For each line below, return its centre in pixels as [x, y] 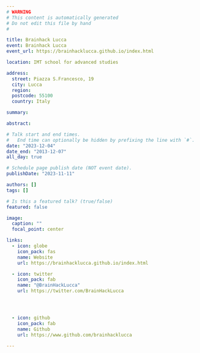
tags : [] [17, 190]
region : [22, 90]
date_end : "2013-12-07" [37, 152]
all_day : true [24, 157]
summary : [17, 113]
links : [15, 240]
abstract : [19, 124]
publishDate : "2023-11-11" [41, 174]
